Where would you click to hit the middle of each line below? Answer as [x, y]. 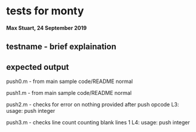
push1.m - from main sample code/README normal [69, 93]
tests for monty [45, 11]
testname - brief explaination [61, 47]
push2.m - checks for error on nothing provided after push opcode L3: [93, 104]
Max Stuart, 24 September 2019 [46, 27]
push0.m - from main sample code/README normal [69, 81]
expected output [38, 67]
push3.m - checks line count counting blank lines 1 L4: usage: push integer [98, 122]
